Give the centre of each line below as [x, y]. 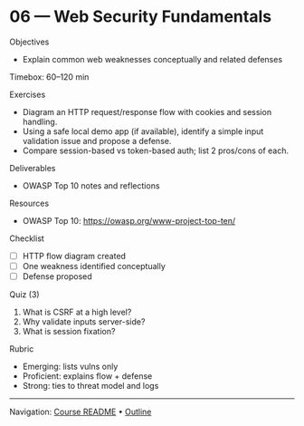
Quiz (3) [24, 295]
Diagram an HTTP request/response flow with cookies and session [147, 111]
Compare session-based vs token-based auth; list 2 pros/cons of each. [156, 150]
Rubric [22, 349]
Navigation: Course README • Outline [81, 412]
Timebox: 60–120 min [49, 77]
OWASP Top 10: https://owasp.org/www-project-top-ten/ [129, 220]
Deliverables [33, 168]
